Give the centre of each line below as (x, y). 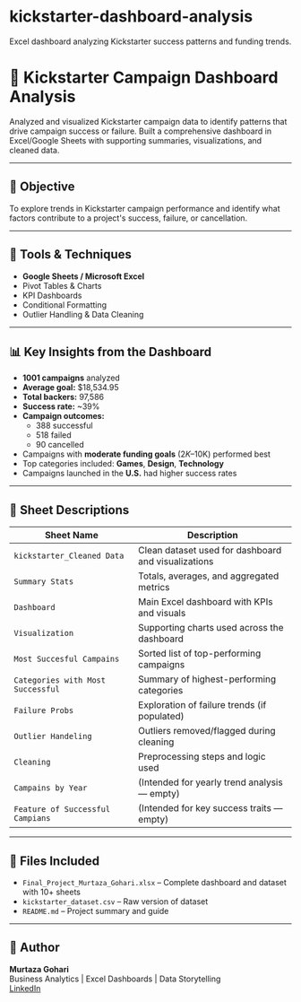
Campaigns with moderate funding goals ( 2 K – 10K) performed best (146, 454)
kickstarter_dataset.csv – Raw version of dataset (115, 901)
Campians (32, 819)
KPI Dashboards (52, 295)
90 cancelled (60, 445)
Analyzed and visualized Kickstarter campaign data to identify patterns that (148, 121)
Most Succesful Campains (67, 659)
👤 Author (34, 948)
